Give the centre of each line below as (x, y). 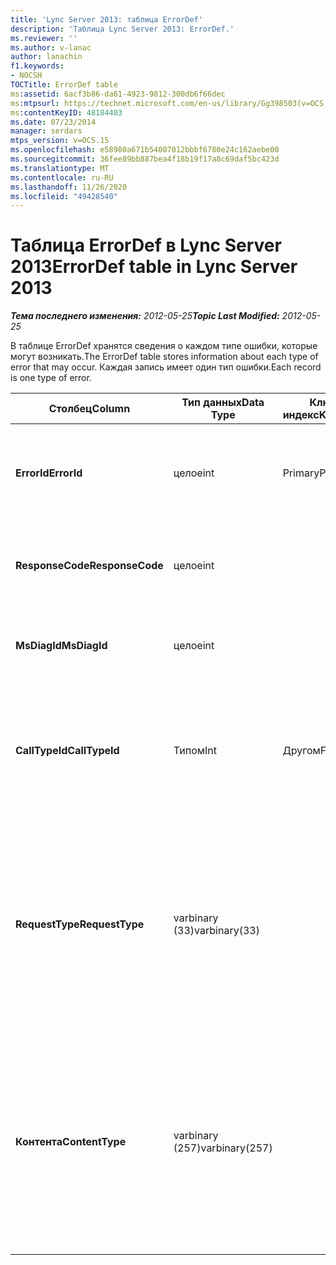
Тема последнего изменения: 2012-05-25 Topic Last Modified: (145, 316)
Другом (301, 751)
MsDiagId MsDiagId (61, 646)
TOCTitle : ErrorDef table (64, 85)
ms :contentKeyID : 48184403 (66, 112)
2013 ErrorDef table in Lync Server (154, 267)
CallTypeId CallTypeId (67, 751)
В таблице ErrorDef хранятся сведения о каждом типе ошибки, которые (164, 346)
